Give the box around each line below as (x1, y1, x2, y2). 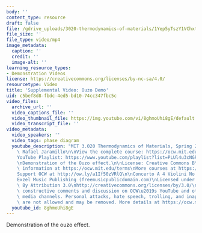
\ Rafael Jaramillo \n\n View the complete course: (17, 149, 144, 155)
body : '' (6, 8, 28, 15)
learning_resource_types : (6, 64, 71, 71)
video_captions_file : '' (11, 110, 74, 116)
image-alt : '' (11, 59, 47, 65)
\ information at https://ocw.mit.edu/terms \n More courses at (17, 166, 176, 172)
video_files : (6, 98, 39, 104)
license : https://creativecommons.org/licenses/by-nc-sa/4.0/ (6, 76, 165, 82)
